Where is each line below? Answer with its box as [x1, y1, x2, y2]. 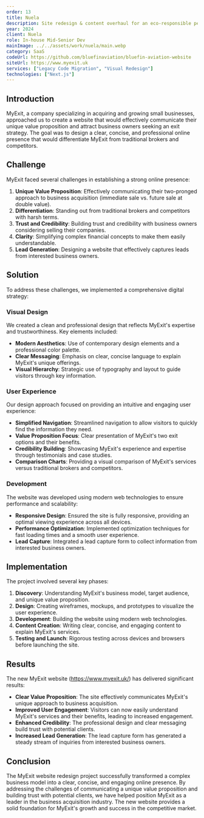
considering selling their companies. [15, 226, 106, 234]
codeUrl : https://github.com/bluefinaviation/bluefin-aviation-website [6, 54, 191, 60]
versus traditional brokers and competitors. [15, 465, 123, 472]
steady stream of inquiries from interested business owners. [15, 738, 166, 746]
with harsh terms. [15, 213, 59, 221]
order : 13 [6, 9, 32, 15]
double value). [15, 200, 52, 207]
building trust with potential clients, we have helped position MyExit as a [6, 792, 187, 799]
